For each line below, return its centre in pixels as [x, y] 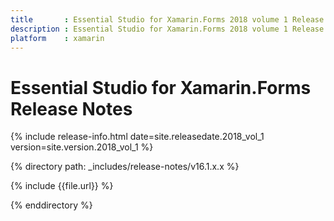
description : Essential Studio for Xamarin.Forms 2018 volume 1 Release [167, 29]
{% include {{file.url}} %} [62, 186]
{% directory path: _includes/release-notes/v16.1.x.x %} [125, 167]
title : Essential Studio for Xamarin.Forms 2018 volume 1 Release [167, 19]
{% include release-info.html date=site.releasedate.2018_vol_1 [137, 137]
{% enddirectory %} [51, 205]
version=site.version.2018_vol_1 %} [82, 147]
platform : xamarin [57, 38]
